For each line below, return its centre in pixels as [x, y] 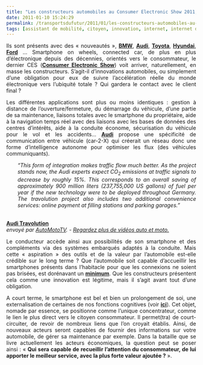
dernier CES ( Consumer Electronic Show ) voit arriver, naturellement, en [101, 65]
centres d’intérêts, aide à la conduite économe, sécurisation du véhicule [101, 128]
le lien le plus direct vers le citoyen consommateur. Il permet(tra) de [92, 317]
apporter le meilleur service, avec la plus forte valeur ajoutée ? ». [89, 356]
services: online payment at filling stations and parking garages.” [99, 205]
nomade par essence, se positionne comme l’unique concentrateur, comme [101, 311]
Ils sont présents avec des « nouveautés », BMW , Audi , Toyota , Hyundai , [101, 46]
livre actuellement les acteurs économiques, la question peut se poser [101, 343]
